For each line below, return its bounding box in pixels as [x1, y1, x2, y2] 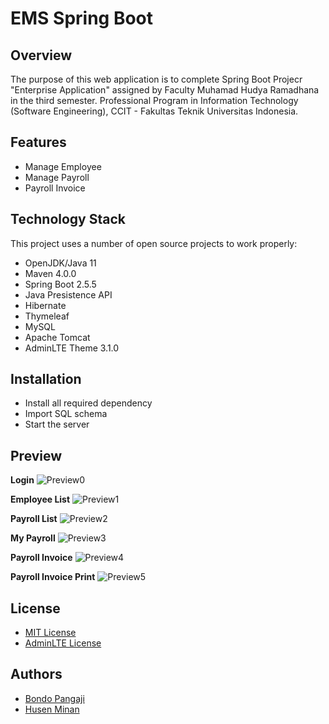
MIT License [24, 627, 77, 639]
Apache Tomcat [24, 331, 91, 343]
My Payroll [10, 532, 56, 544]
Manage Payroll [24, 171, 90, 183]
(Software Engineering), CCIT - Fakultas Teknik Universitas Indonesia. [10, 105, 299, 117]
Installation [10, 371, 82, 388]
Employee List [10, 493, 71, 506]
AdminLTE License [24, 637, 102, 649]
